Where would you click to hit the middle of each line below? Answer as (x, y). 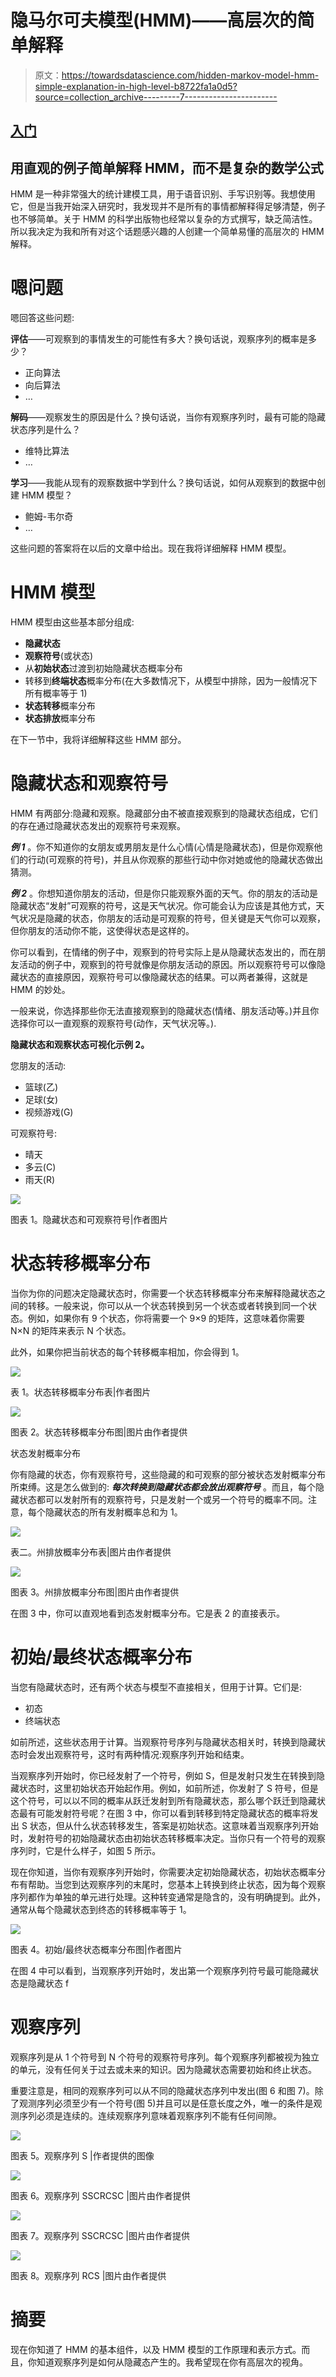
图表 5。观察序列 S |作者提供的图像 (82, 2155)
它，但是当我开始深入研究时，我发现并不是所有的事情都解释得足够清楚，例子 (168, 207)
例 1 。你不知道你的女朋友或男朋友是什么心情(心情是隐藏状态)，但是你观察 (162, 847)
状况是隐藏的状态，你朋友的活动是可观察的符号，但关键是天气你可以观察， (172, 918)
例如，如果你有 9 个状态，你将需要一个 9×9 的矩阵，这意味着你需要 (166, 1318)
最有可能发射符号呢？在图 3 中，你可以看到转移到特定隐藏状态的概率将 (164, 1813)
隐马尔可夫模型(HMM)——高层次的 (154, 20)
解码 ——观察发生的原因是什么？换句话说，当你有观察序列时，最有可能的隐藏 (168, 417)
